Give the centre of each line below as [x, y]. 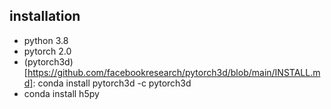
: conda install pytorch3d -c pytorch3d [112, 83]
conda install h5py [61, 93]
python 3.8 [46, 40]
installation [45, 16]
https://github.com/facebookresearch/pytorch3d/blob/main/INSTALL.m [174, 72]
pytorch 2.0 [47, 51]
